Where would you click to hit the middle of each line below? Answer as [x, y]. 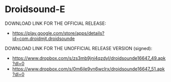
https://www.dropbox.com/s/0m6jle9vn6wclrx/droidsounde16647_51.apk [88, 69]
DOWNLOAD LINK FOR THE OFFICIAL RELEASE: [56, 23]
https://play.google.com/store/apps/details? [58, 33]
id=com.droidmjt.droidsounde [43, 38]
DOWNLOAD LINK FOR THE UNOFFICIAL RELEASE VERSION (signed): [79, 48]
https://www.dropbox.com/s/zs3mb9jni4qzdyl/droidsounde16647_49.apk [89, 58]
